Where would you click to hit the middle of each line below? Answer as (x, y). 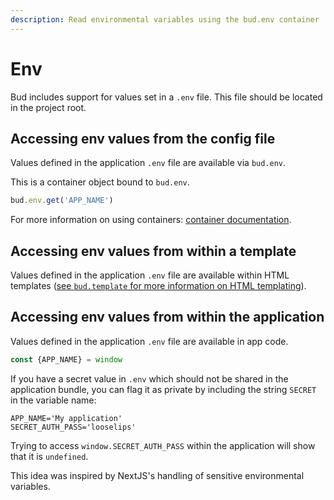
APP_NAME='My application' (66, 418)
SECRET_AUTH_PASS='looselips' (73, 427)
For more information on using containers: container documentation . (151, 220)
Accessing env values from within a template (153, 251)
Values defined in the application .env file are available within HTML (150, 275)
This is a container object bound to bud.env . (100, 182)
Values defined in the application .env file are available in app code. (149, 341)
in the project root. (48, 107)
